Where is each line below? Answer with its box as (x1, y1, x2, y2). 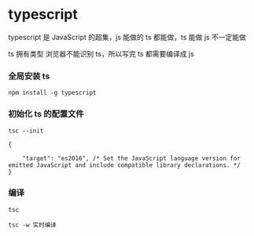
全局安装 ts (8, 71, 50, 82)
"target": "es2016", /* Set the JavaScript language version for (22, 154, 241, 162)
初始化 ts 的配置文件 (8, 108, 84, 119)
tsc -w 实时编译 (8, 221, 57, 229)
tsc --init (8, 127, 44, 135)
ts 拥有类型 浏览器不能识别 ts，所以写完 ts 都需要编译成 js (8, 49, 194, 58)
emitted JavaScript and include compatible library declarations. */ (8, 161, 241, 169)
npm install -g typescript (8, 89, 97, 97)
